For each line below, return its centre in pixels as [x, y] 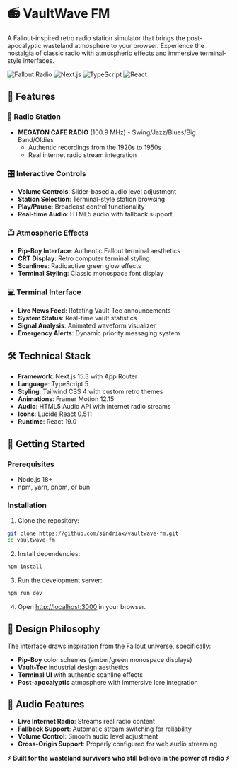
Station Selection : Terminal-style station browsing [91, 199]
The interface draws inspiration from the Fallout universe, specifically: [109, 646]
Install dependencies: [49, 554]
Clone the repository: [48, 521]
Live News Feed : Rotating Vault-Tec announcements [94, 310]
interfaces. [39, 60]
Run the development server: [60, 580]
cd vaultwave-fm [31, 540]
